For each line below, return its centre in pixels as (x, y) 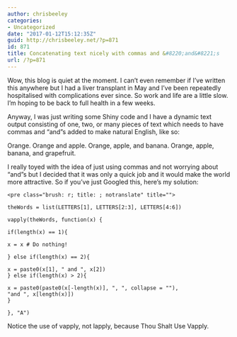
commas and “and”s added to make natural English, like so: (94, 131)
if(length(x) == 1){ (38, 232)
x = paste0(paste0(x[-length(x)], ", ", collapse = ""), (93, 288)
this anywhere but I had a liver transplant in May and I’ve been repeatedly (114, 88)
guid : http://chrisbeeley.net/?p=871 (63, 40)
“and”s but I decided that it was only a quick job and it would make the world (119, 174)
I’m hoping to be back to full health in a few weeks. (81, 103)
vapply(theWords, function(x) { (55, 220)
